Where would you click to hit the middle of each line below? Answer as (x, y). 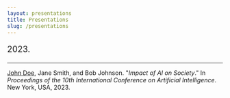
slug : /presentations (38, 26)
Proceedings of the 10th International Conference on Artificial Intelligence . (112, 80)
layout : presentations (39, 13)
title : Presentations (38, 20)
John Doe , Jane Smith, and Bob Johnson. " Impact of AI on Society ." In (106, 73)
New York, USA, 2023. (39, 87)
